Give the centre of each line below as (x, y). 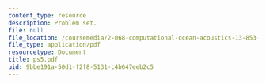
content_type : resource (47, 15)
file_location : (33, 38)
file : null (26, 30)
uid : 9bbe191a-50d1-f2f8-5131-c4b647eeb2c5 (81, 67)
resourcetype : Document (47, 52)
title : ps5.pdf (33, 60)
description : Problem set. (53, 23)
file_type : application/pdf (55, 45)
